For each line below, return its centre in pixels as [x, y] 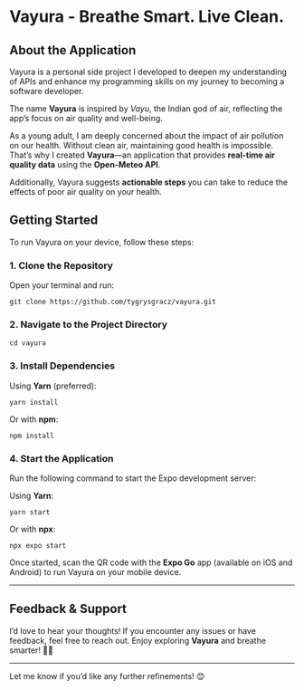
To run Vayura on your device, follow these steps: [102, 242]
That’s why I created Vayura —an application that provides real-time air [142, 155]
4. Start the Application [62, 458]
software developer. [47, 91]
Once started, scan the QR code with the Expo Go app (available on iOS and [151, 562]
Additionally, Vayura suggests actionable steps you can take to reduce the [148, 182]
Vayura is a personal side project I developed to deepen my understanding [148, 72]
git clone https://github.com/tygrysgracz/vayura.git [113, 302]
